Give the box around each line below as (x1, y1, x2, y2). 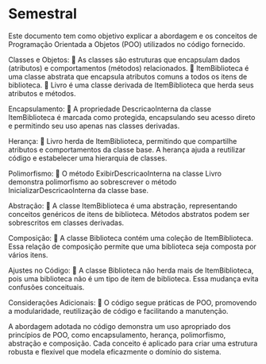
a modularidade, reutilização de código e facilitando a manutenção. (8, 306, 229, 316)
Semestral (8, 5, 78, 23)
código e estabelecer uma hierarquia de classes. (8, 153, 168, 163)
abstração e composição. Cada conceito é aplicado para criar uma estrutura (8, 339, 258, 348)
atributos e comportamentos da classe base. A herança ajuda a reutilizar (8, 145, 246, 154)
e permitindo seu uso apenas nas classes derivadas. (8, 121, 180, 130)
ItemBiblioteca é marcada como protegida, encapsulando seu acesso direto (8, 112, 256, 122)
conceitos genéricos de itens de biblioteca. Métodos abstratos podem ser (8, 209, 250, 219)
